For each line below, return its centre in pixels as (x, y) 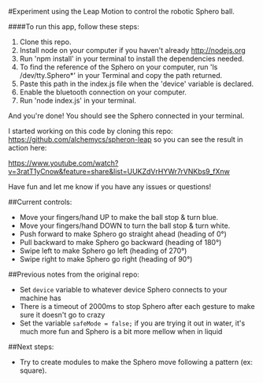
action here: (28, 148)
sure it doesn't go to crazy (62, 315)
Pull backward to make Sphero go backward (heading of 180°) (120, 242)
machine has (40, 298)
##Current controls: (40, 202)
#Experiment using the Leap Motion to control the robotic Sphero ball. (121, 11)
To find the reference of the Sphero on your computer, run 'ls (119, 67)
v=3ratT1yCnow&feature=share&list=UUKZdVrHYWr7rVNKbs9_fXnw (119, 171)
